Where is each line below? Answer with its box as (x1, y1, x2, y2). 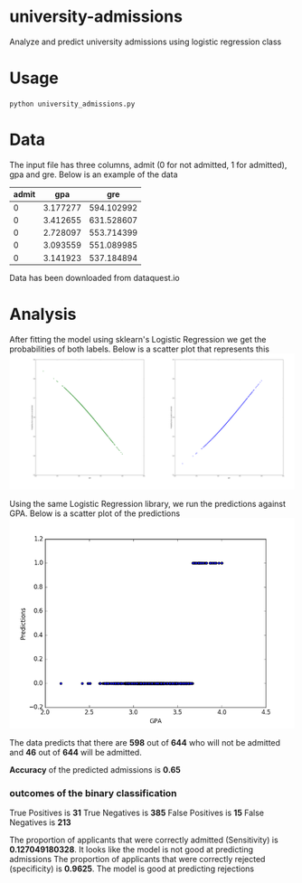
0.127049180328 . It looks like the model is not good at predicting (9, 844, 254, 855)
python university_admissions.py (9, 99, 136, 108)
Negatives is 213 (9, 817, 71, 828)
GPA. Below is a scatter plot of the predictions (9, 508, 181, 519)
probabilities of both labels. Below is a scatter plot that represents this (9, 343, 269, 354)
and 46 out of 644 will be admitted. (9, 747, 142, 757)
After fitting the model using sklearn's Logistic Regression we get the (9, 334, 267, 344)
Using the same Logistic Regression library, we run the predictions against (9, 499, 287, 510)
